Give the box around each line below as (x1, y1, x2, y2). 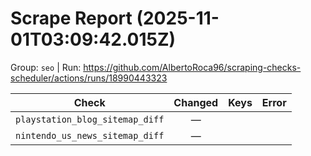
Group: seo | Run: (10, 61, 82, 73)
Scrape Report (10, 7, 133, 30)
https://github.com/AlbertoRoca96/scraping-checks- (83, 61, 302, 73)
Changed (173, 95, 219, 109)
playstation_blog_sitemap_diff (15, 113, 165, 125)
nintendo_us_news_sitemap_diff (15, 130, 165, 141)
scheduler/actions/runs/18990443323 (10, 72, 168, 84)
